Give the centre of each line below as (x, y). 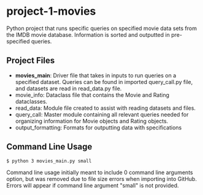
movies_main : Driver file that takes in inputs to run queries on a (96, 75)
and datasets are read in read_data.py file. (68, 88)
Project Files (31, 60)
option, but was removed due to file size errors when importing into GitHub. (102, 178)
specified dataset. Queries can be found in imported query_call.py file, (104, 82)
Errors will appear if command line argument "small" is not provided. (93, 185)
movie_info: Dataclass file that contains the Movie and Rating (92, 95)
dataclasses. (31, 101)
